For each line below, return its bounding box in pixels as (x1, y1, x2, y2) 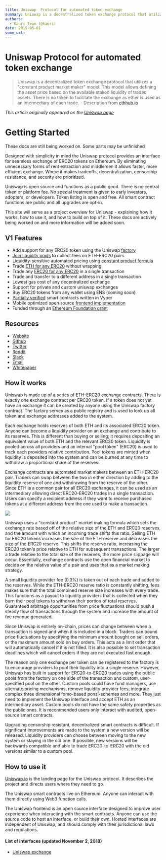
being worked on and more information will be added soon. (5, 219, 125, 225)
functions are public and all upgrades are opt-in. (5, 199, 104, 205)
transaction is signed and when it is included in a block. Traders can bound (5, 629, 158, 635)
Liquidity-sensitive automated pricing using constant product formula (12, 258, 153, 264)
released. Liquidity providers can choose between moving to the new (5, 732, 146, 738)
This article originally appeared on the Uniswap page (5, 109, 114, 115)
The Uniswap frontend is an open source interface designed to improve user (5, 805, 161, 812)
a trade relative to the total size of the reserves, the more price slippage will (5, 552, 159, 558)
